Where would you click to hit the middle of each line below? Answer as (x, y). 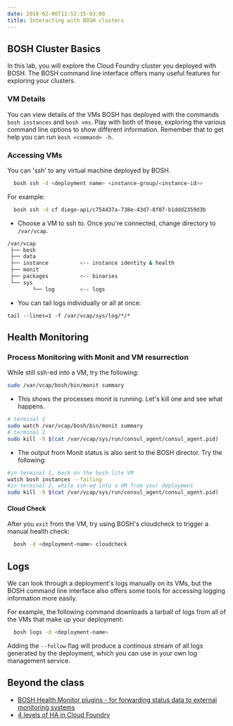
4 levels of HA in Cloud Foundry (64, 715)
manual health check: (38, 532)
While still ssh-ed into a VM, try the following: (73, 373)
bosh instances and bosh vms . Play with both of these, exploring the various (117, 122)
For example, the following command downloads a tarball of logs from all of (117, 612)
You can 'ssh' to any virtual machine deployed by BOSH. (89, 170)
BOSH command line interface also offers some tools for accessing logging (116, 591)
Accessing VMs (35, 155)
